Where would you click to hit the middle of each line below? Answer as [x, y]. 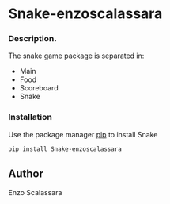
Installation [30, 117]
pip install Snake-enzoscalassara [65, 149]
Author [26, 174]
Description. [32, 39]
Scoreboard [39, 88]
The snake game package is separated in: [76, 56]
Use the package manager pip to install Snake [83, 134]
